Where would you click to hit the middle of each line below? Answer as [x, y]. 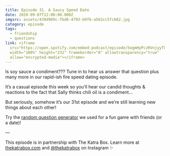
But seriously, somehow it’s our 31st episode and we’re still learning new [80, 102]
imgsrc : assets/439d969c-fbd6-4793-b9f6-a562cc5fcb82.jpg [68, 19]
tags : [11, 29]
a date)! [13, 123]
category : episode [25, 24]
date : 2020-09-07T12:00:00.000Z [39, 15]
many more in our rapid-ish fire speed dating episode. [61, 77]
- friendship [24, 34]
